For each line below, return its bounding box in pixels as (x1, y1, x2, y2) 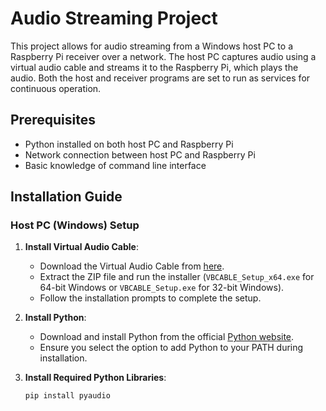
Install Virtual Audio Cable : (24, 241, 139, 253)
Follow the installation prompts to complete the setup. (39, 292, 262, 304)
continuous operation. (10, 82, 102, 94)
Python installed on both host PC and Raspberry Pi (24, 138, 234, 150)
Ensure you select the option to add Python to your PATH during (39, 342, 304, 354)
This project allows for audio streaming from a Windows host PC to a (10, 40, 293, 52)
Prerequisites (10, 112, 96, 129)
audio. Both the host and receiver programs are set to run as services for (10, 72, 311, 84)
